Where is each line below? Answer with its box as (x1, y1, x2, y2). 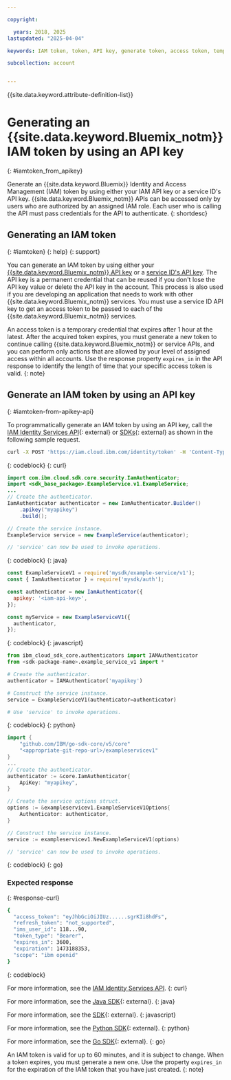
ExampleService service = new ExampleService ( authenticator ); (7, 531, 189, 539)
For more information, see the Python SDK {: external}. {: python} (7, 1024, 190, 1032)
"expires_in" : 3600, (13, 939, 72, 946)
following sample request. (7, 435, 80, 444)
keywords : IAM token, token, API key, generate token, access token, (7, 47, 211, 54)
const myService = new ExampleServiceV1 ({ (7, 614, 131, 620)
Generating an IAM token (7, 229, 117, 241)
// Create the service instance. (7, 525, 103, 532)
